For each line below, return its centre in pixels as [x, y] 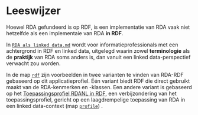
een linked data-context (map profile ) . [55, 106]
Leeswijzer [33, 11]
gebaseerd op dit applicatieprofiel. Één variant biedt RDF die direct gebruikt [98, 81]
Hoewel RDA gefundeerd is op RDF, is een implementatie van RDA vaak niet [98, 27]
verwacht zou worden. [33, 63]
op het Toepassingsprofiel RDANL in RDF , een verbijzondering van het [92, 93]
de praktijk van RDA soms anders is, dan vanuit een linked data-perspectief [98, 57]
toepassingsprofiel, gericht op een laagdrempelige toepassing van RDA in [96, 99]
